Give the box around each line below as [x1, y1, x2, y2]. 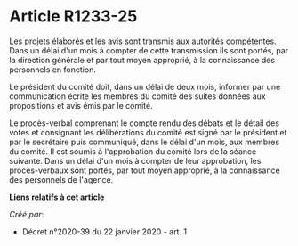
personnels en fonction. [9, 64, 96, 75]
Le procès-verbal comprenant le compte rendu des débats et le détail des [9, 118, 280, 128]
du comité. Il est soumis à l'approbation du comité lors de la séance [9, 145, 257, 157]
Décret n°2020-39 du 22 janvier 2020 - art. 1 [21, 225, 188, 237]
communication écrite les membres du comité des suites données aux [9, 91, 266, 102]
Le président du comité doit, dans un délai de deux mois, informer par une [9, 81, 281, 92]
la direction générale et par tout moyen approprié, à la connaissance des [9, 54, 276, 65]
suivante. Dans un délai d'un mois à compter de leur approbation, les [9, 155, 262, 166]
